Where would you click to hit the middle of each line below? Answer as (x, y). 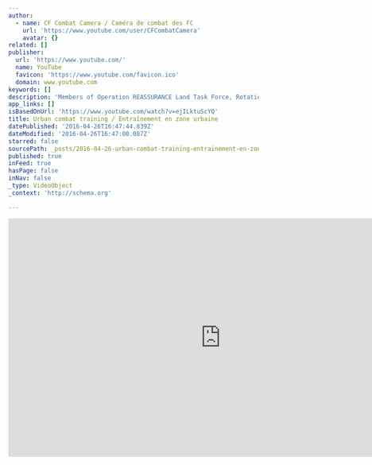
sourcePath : (28, 149)
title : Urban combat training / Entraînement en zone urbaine (113, 119)
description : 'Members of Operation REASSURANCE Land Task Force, (120, 97)
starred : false (33, 141)
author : (21, 15)
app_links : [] (32, 104)
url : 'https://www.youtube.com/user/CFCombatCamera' (112, 30)
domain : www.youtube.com (56, 82)
